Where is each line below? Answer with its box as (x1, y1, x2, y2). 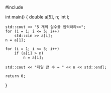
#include (5, 4, 24, 10)
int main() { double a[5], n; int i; (5, 14, 69, 19)
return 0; (5, 73, 26, 78)
